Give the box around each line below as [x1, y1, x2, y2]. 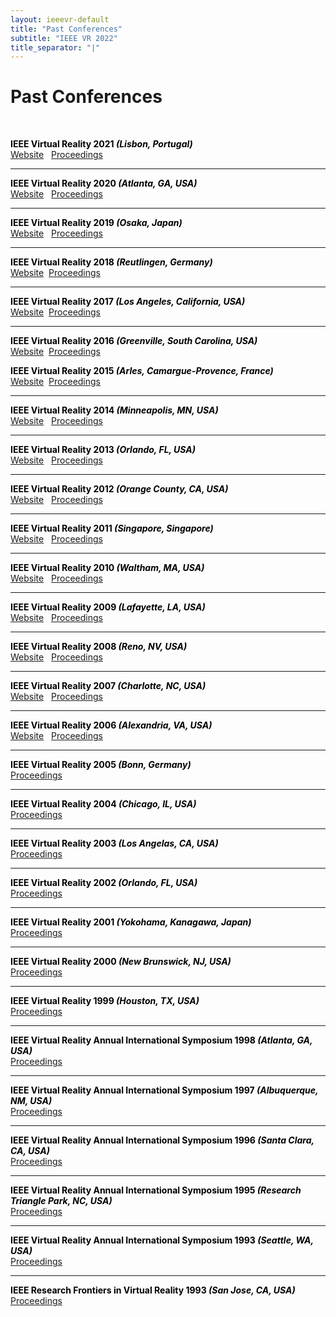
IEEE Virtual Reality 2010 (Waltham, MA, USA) [10, 562, 205, 574]
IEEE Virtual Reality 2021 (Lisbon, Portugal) [10, 138, 193, 150]
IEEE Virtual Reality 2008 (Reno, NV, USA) [10, 641, 188, 653]
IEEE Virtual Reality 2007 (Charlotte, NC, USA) [10, 680, 207, 692]
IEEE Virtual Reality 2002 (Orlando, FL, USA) [10, 877, 198, 889]
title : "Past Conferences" [10, 24, 123, 34]
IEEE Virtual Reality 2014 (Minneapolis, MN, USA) [10, 404, 219, 416]
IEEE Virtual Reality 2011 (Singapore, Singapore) [10, 522, 214, 535]
